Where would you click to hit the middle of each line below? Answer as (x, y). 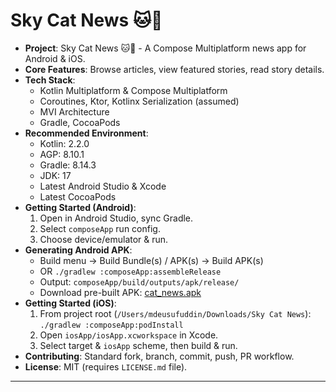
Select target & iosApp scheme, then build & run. (138, 345)
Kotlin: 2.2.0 (64, 143)
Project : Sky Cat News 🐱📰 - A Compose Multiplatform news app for (165, 48)
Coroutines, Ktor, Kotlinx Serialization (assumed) (139, 101)
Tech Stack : (50, 80)
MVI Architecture (74, 111)
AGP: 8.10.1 (62, 154)
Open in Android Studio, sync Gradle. (116, 218)
